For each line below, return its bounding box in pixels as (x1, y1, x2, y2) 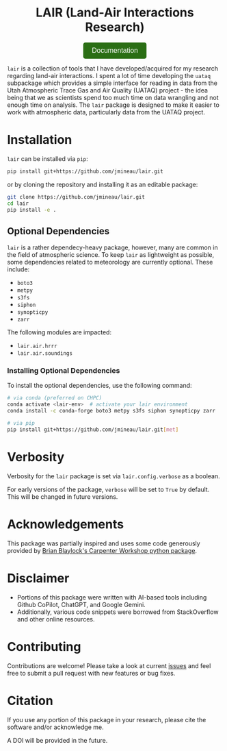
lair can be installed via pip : (7, 154, 89, 162)
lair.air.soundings (16, 350, 73, 357)
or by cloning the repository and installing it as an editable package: (7, 180, 198, 188)
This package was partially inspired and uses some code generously (7, 539, 200, 547)
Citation (7, 693, 53, 709)
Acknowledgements (7, 516, 124, 532)
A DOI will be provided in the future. (7, 736, 108, 744)
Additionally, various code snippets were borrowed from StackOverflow (16, 608, 219, 616)
